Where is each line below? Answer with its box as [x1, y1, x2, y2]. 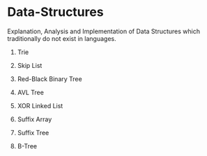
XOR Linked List [17, 101, 63, 110]
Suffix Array [17, 115, 52, 123]
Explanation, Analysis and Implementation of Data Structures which [7, 27, 201, 35]
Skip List [17, 61, 43, 69]
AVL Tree [17, 88, 44, 96]
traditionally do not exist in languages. [7, 34, 116, 42]
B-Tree [17, 141, 37, 150]
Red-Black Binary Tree [17, 74, 82, 83]
